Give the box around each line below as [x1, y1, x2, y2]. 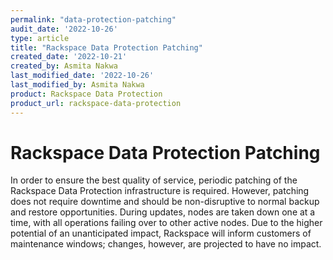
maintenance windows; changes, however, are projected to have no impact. [10, 238, 322, 250]
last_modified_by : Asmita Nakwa [10, 80, 145, 90]
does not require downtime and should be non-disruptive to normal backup [10, 196, 320, 208]
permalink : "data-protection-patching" [10, 14, 177, 25]
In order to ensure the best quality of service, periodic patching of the [10, 174, 298, 186]
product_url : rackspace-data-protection [10, 98, 182, 108]
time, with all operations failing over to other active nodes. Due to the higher [10, 217, 323, 229]
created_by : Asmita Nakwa [10, 61, 118, 71]
